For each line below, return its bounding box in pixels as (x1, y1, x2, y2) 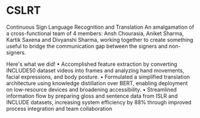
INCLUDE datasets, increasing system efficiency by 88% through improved (6, 98, 192, 105)
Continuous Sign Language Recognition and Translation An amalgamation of (6, 23, 195, 31)
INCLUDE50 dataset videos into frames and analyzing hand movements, (6, 66, 184, 74)
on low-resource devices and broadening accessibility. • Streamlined (6, 86, 177, 93)
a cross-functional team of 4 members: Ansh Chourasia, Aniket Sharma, (6, 29, 184, 37)
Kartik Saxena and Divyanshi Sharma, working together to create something (6, 36, 193, 43)
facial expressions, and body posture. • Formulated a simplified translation (6, 73, 190, 80)
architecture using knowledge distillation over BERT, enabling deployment (6, 79, 188, 87)
